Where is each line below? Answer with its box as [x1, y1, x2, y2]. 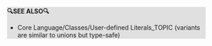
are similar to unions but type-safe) [17, 31, 121, 39]
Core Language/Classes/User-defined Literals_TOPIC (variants [17, 23, 201, 32]
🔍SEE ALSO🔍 [7, 7, 50, 15]
